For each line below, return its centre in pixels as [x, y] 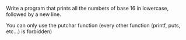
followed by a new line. [34, 14]
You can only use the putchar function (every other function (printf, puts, [93, 25]
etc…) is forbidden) [29, 31]
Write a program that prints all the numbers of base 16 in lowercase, [87, 8]
